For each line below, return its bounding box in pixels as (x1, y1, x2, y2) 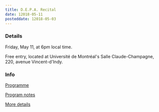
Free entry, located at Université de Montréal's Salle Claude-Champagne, (5, 53, 155, 59)
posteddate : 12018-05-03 (5, 16, 56, 21)
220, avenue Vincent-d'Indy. (5, 59, 63, 65)
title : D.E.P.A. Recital (5, 7, 56, 12)
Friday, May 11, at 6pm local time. (5, 44, 73, 50)
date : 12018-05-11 (5, 12, 43, 17)
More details (5, 101, 31, 107)
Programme (5, 82, 29, 88)
